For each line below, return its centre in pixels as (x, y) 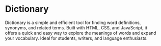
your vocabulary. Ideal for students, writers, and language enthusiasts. (77, 38)
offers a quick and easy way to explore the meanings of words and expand (80, 33)
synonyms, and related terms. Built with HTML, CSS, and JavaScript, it (76, 27)
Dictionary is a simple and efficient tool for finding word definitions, (73, 23)
